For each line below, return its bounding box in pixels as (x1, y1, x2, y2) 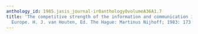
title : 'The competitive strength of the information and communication (6, 14, 189, 20)
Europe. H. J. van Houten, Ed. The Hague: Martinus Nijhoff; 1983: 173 (11, 19, 192, 25)
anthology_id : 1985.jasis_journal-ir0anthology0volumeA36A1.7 (6, 8, 162, 14)
